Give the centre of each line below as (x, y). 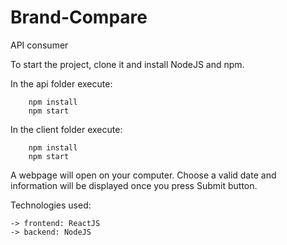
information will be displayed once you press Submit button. (134, 185)
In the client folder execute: (66, 129)
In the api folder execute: (61, 83)
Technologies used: (51, 205)
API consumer (39, 45)
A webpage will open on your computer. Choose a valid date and (143, 175)
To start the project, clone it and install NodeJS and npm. (127, 64)
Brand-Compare (79, 17)
